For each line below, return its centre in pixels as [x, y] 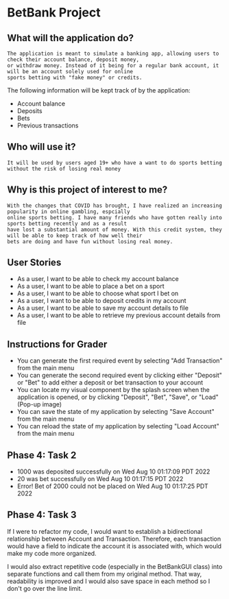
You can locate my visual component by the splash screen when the [113, 390]
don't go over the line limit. [45, 588]
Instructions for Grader [57, 344]
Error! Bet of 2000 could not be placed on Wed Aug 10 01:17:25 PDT [113, 486]
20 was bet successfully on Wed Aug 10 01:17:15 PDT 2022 [100, 479]
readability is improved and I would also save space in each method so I [109, 581]
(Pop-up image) [39, 404]
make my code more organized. [52, 553]
